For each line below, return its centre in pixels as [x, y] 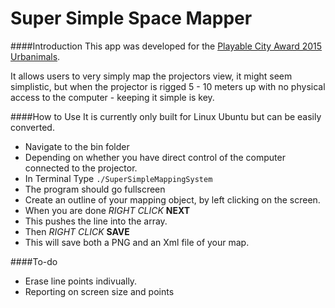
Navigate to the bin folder [77, 146]
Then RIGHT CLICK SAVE [77, 231]
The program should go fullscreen [95, 189]
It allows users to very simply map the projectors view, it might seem [151, 76]
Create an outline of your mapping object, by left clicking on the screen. [172, 199]
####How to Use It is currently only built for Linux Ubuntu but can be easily [166, 116]
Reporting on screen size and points [99, 291]
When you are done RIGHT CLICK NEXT [107, 210]
